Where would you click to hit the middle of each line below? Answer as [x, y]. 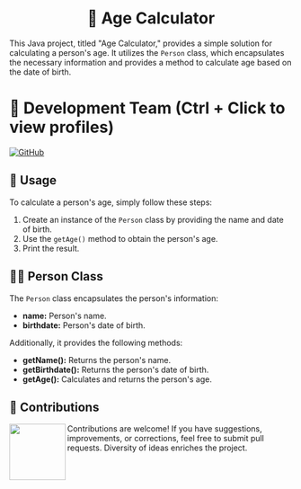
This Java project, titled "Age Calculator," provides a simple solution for [141, 43]
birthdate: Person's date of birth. [84, 325]
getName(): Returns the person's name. [97, 360]
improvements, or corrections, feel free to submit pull [166, 439]
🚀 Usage [33, 180]
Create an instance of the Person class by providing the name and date [153, 219]
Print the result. [51, 248]
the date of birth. [40, 72]
